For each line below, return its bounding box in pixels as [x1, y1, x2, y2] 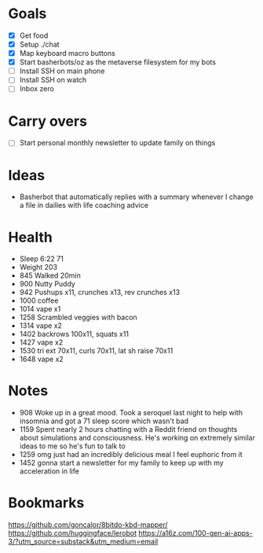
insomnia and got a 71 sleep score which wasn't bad [19, 416, 189, 426]
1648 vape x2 [19, 355, 64, 364]
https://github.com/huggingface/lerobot [8, 529, 137, 538]
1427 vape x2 [19, 337, 64, 347]
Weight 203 [19, 263, 57, 272]
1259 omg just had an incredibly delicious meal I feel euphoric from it [19, 450, 243, 459]
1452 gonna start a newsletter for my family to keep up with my [19, 458, 224, 468]
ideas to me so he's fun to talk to [19, 441, 126, 451]
